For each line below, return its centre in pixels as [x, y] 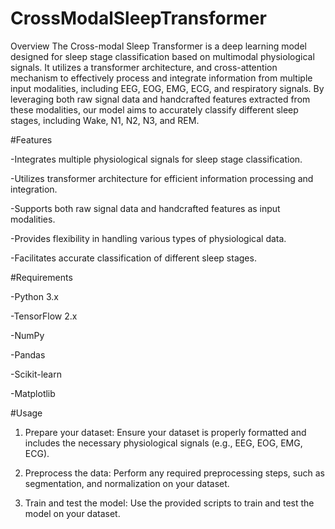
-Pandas [28, 354]
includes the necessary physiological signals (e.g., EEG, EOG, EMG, [163, 443]
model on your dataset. [72, 513]
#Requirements [41, 277]
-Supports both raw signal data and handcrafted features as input [145, 208]
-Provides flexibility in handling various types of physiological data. [148, 238]
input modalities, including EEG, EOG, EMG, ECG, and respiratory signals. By [167, 88]
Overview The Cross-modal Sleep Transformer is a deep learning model [158, 46]
